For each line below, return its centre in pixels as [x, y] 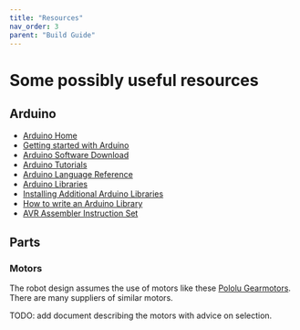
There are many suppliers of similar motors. [91, 298]
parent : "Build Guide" [52, 35]
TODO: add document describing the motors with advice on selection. [141, 315]
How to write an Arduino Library [83, 204]
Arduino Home [50, 136]
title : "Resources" [47, 18]
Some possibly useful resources [134, 80]
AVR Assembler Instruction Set [80, 213]
